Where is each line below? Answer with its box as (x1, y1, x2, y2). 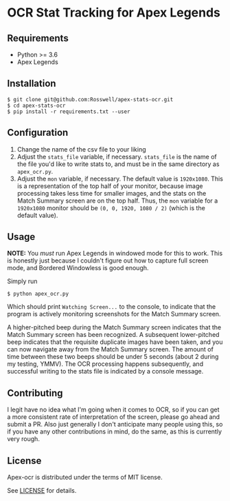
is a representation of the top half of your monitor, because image (16, 181, 203, 190)
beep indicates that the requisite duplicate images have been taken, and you (7, 338, 223, 346)
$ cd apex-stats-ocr (7, 102, 67, 109)
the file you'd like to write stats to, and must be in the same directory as (16, 160, 220, 168)
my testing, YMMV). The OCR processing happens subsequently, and (7, 360, 204, 368)
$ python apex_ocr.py (7, 291, 69, 298)
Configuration (7, 127, 69, 139)
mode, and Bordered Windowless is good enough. (7, 264, 149, 272)
